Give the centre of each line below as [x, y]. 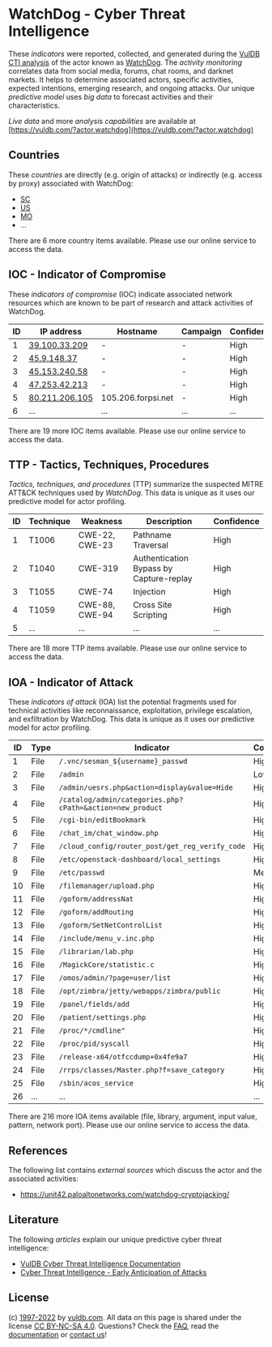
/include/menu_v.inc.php [106, 939]
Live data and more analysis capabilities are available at [102, 121]
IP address [61, 331]
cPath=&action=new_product [111, 808]
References [38, 1151]
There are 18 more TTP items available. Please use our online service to [127, 648]
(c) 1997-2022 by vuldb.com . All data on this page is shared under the [125, 1317]
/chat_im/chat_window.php [109, 833]
